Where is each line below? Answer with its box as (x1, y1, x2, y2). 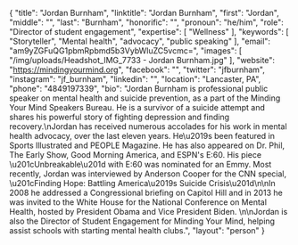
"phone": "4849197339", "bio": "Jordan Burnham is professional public (9, 84, 269, 94)
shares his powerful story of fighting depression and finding (9, 111, 230, 122)
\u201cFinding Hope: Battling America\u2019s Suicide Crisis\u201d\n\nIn (9, 178, 277, 188)
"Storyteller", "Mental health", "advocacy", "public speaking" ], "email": (9, 36, 270, 46)
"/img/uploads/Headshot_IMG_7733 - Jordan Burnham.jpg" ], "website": (9, 55, 275, 65)
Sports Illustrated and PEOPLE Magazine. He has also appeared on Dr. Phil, (9, 140, 286, 151)
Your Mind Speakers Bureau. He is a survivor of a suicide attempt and (9, 102, 266, 112)
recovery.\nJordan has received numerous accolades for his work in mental (9, 121, 287, 132)
